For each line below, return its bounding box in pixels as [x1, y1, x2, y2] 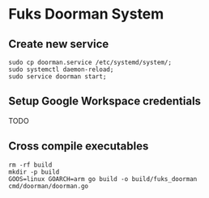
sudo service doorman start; [8, 73, 107, 81]
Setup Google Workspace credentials [8, 95, 201, 108]
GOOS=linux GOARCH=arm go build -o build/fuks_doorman [8, 175, 198, 183]
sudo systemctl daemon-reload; [8, 65, 114, 74]
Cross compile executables [8, 139, 149, 154]
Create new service [8, 37, 109, 51]
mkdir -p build [8, 167, 60, 176]
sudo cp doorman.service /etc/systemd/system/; [8, 58, 173, 66]
